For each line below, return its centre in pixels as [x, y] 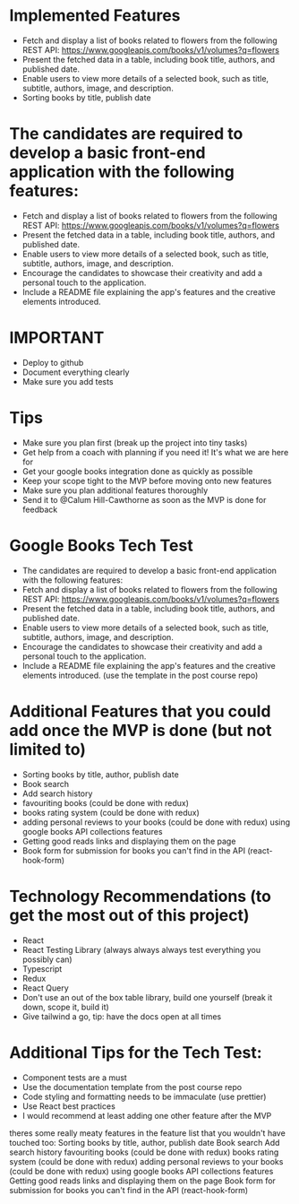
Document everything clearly [76, 372]
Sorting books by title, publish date [86, 97]
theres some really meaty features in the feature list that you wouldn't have [148, 1133]
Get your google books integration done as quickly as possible [137, 471]
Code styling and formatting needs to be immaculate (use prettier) [144, 1096]
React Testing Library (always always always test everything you [141, 949]
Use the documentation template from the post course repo [132, 1087]
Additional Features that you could [140, 711]
